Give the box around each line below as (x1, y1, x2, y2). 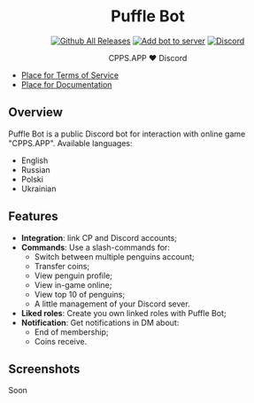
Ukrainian (20, 183, 57, 194)
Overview (8, 105, 64, 120)
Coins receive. (34, 336, 88, 346)
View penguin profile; (34, 270, 112, 281)
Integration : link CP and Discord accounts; (20, 232, 178, 243)
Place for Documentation (20, 79, 112, 89)
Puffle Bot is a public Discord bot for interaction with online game (8, 128, 246, 139)
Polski (20, 174, 43, 184)
